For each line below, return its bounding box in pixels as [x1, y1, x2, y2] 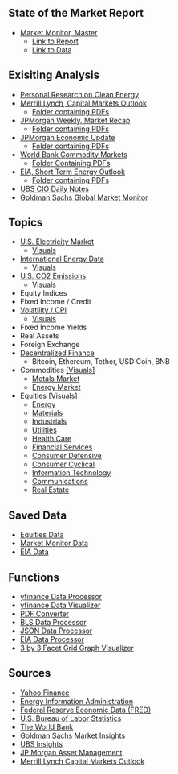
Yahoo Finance [19, 688, 70, 697]
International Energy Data [19, 254, 104, 264]
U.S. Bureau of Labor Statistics [19, 713, 122, 723]
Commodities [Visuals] [19, 366, 95, 375]
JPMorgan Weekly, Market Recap [19, 115, 131, 125]
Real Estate [31, 485, 70, 495]
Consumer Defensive [31, 451, 102, 461]
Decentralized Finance [19, 348, 95, 358]
